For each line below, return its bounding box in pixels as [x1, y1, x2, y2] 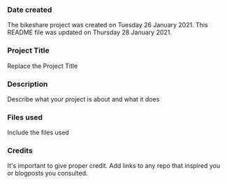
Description [7, 79, 48, 89]
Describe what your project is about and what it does [7, 94, 160, 103]
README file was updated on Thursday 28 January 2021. [7, 28, 173, 36]
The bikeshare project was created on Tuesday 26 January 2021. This [7, 21, 208, 29]
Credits [7, 146, 33, 155]
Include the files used [7, 128, 70, 137]
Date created [7, 5, 52, 15]
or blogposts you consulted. [7, 169, 89, 178]
